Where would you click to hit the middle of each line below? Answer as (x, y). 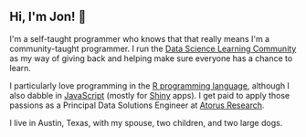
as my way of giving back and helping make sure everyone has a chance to (151, 58)
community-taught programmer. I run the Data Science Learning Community (153, 48)
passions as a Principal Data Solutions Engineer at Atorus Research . (137, 105)
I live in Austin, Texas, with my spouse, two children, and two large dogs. (146, 122)
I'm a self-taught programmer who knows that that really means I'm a (140, 38)
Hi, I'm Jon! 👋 (48, 17)
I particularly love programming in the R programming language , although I (150, 85)
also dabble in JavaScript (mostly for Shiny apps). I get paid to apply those (150, 95)
